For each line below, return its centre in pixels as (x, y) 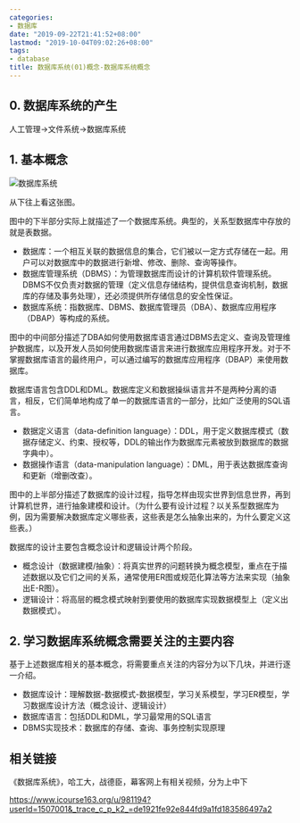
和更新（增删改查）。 (59, 475)
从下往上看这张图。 (45, 202)
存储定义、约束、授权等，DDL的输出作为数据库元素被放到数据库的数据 (159, 442)
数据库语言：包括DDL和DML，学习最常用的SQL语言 (117, 717)
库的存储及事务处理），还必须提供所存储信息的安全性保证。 (130, 295)
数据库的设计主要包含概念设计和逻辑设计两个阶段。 (103, 546)
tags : (19, 51)
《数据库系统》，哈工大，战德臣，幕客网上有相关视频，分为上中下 (129, 782)
